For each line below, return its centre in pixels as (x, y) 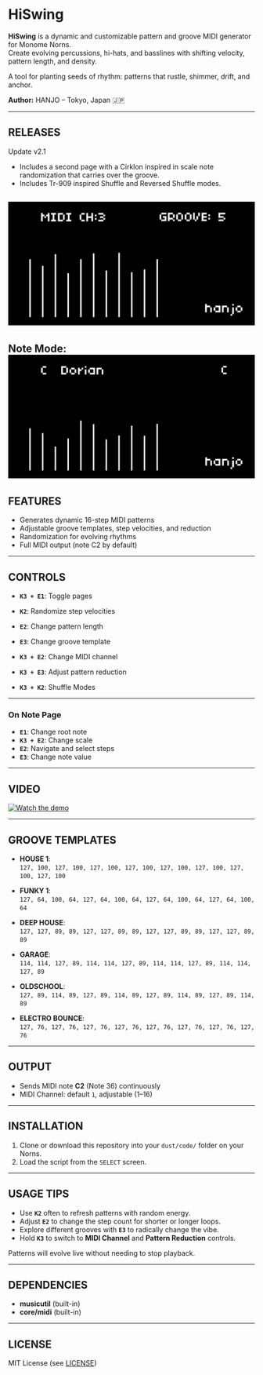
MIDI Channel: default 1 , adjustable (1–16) (86, 1094)
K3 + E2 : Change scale (56, 740)
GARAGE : (35, 954)
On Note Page (35, 715)
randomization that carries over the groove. (89, 175)
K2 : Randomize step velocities (67, 611)
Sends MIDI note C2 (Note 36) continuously (90, 1085)
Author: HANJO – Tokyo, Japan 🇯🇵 (67, 100)
